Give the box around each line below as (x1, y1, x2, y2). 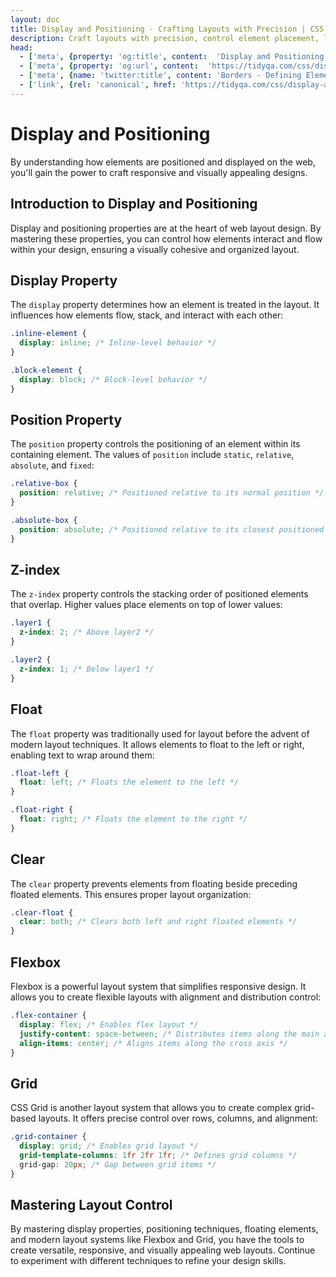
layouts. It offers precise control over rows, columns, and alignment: (38, 1112, 318, 1125)
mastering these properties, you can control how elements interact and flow (10, 232, 323, 245)
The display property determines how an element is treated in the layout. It (10, 299, 320, 311)
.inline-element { (10, 329, 87, 339)
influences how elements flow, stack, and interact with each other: (10, 309, 284, 321)
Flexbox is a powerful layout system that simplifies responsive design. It (10, 981, 307, 992)
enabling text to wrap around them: (10, 749, 155, 761)
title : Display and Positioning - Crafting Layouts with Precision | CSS (10, 24, 325, 34)
